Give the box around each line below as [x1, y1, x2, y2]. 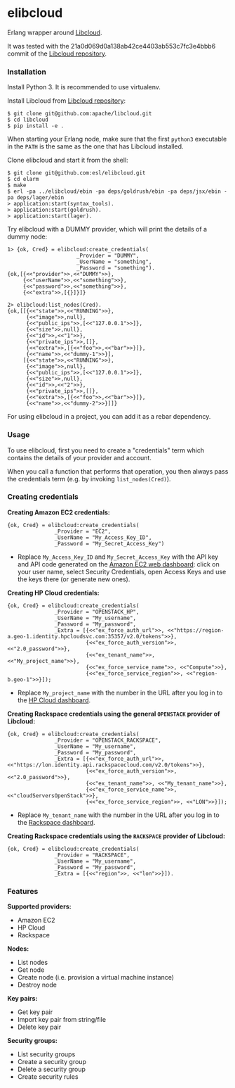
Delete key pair [17, 1023, 62, 1032]
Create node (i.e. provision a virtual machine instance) [17, 973, 174, 982]
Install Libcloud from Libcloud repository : [7, 96, 126, 105]
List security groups [17, 1050, 76, 1058]
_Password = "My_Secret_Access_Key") [54, 540, 165, 547]
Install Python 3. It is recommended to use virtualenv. [7, 83, 161, 91]
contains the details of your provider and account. [7, 453, 152, 462]
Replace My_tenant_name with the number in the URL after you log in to [17, 811, 220, 819]
